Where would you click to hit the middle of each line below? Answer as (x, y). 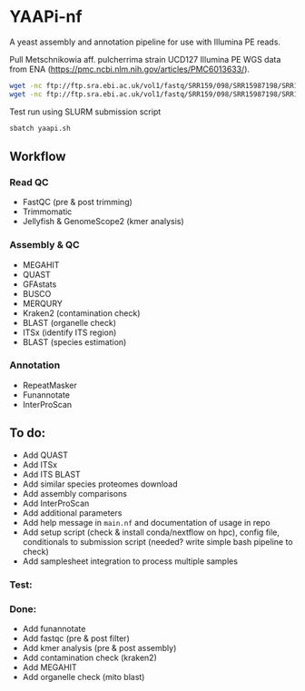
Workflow (38, 156)
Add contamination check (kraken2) (89, 657)
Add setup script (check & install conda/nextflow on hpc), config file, (151, 532)
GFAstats (39, 284)
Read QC (29, 182)
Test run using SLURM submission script (85, 112)
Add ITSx (39, 464)
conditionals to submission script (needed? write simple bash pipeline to (157, 541)
